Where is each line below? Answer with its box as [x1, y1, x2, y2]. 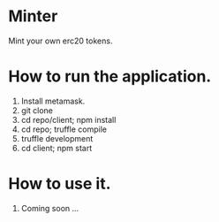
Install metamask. [20, 96, 86, 106]
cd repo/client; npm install [20, 114, 117, 125]
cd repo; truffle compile [20, 124, 108, 134]
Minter [8, 6, 58, 27]
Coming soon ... [20, 203, 79, 213]
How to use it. [8, 174, 111, 194]
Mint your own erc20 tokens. [8, 35, 113, 46]
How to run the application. [8, 66, 212, 87]
